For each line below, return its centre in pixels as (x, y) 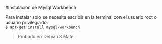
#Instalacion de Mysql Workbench (41, 7)
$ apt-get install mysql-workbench (43, 27)
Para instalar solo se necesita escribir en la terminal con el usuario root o (81, 17)
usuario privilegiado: (27, 23)
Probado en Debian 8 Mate (46, 37)
